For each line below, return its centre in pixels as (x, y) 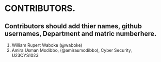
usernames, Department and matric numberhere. (80, 33)
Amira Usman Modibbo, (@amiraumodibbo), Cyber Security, (72, 50)
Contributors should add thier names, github (73, 26)
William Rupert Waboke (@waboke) (47, 45)
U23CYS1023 (25, 55)
